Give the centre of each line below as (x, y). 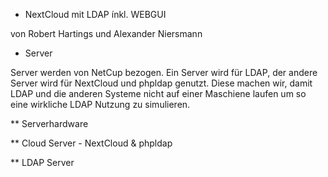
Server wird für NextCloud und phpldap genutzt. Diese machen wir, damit (161, 83)
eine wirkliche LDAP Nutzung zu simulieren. (100, 104)
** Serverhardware (49, 123)
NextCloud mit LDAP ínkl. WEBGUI (95, 14)
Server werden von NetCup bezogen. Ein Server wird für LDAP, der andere (164, 72)
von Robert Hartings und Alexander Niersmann (106, 33)
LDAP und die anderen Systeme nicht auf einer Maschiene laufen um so (158, 93)
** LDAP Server (42, 162)
